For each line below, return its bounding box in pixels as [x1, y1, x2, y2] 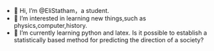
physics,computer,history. [13, 22, 87, 29]
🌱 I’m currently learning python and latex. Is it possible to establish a [13, 29, 208, 37]
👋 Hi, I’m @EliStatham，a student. [13, 7, 109, 14]
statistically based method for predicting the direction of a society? [13, 36, 204, 44]
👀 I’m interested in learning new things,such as [13, 14, 147, 22]
